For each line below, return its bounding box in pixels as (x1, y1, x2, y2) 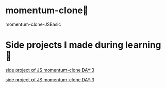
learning (125, 39, 161, 51)
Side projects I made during (5, 39, 124, 51)
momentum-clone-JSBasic (5, 21, 61, 27)
